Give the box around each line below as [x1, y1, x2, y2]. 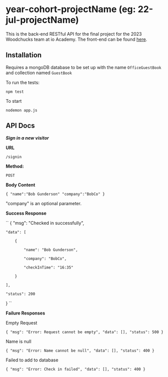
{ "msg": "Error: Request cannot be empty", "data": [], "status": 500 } [6, 329, 164, 335]
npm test [6, 89, 24, 94]
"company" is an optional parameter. [6, 200, 82, 206]
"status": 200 [6, 291, 36, 296]
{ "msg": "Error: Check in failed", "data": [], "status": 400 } [6, 366, 145, 371]
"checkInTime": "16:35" [24, 265, 73, 270]
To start [6, 98, 22, 104]
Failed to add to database [6, 357, 58, 363]
